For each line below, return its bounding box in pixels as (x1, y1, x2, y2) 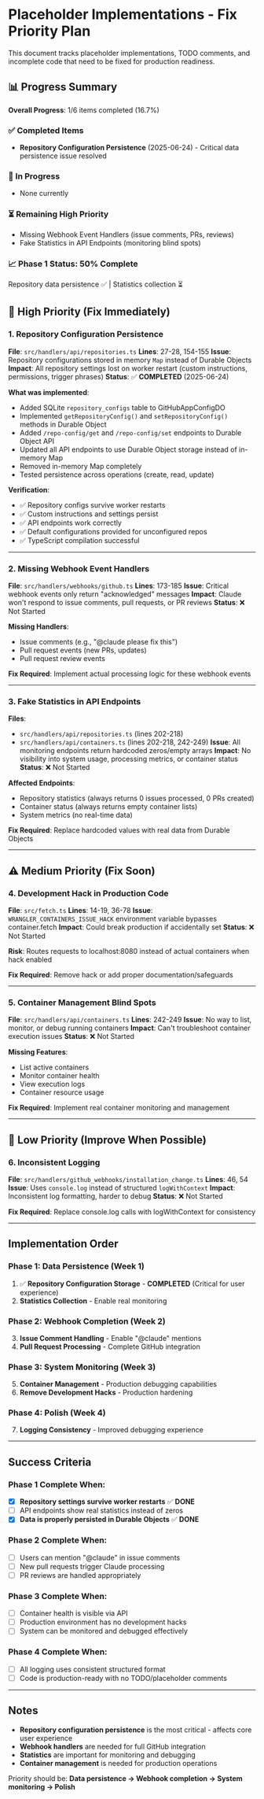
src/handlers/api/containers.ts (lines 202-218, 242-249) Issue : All (19, 737, 241, 747)
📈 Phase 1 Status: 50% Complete (8, 258, 139, 269)
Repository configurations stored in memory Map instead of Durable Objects (8, 355, 252, 364)
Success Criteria (8, 1455, 92, 1468)
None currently (19, 189, 69, 198)
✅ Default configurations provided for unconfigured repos (19, 526, 207, 536)
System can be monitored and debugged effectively (19, 1627, 189, 1636)
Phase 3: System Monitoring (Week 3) (8, 1361, 156, 1372)
